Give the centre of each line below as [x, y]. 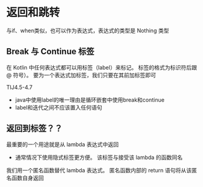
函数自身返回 [27, 178]
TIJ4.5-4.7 [20, 87]
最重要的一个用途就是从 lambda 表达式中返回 [62, 144]
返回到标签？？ [34, 129]
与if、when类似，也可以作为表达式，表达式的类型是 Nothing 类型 [88, 30]
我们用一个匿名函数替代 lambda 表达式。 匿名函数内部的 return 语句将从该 [99, 170]
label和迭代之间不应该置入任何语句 [59, 107]
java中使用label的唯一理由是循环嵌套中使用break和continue [90, 100]
